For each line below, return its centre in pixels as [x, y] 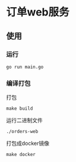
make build [20, 109]
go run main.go [25, 67]
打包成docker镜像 [28, 144]
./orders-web [22, 132]
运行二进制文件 [24, 120]
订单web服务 [38, 12]
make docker [21, 155]
